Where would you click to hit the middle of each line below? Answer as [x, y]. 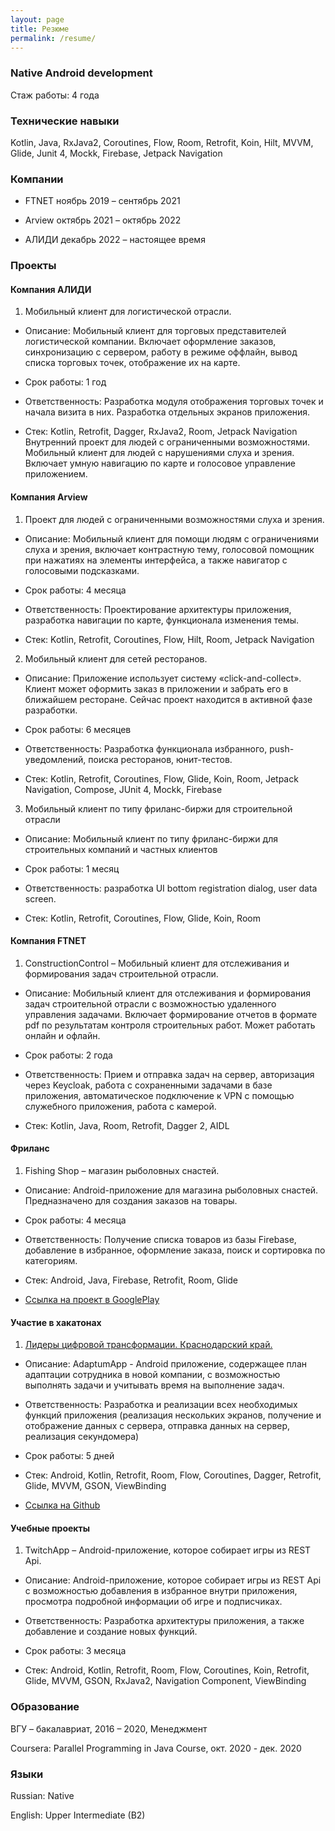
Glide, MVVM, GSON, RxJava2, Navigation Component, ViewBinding [165, 1681]
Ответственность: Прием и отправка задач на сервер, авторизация [169, 1074]
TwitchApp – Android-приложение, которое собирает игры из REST [168, 1550]
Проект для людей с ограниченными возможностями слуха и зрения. [174, 519]
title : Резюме [40, 29]
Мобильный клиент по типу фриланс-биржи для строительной [158, 808]
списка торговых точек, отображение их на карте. [132, 363]
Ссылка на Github [62, 1505]
